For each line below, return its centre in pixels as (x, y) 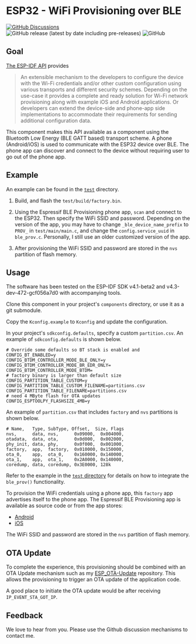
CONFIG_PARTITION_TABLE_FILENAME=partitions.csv (66, 391)
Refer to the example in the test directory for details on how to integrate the (97, 476)
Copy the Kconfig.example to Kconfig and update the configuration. (87, 322)
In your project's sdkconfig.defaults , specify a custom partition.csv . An (94, 333)
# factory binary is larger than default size (64, 376)
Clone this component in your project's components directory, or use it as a (95, 304)
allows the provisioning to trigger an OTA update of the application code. (94, 580)
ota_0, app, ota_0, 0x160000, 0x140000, (65, 454)
